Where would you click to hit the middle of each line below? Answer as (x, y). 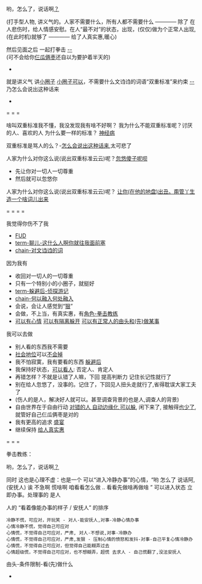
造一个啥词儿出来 (27, 199)
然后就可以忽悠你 (36, 179)
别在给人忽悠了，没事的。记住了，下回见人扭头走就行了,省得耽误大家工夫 (106, 384)
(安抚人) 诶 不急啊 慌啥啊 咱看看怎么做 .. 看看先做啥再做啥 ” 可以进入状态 (96, 487)
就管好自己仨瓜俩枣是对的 (47, 414)
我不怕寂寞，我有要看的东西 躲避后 (58, 362)
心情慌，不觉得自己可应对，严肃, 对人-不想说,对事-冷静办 (69, 533)
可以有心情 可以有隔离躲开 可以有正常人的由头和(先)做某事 (87, 321)
